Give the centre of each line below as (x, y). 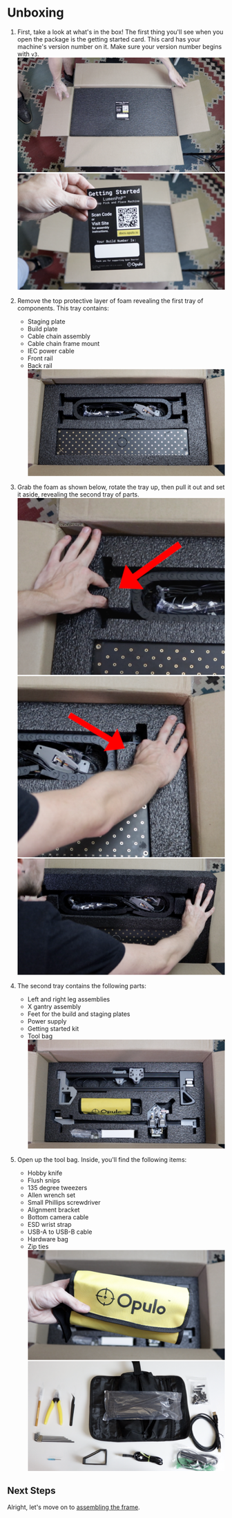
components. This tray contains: (63, 308)
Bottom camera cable (58, 1217)
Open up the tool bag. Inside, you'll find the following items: (102, 1160)
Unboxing (36, 13)
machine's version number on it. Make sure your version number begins (119, 46)
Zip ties (38, 1247)
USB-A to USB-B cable (60, 1232)
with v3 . (28, 54)
